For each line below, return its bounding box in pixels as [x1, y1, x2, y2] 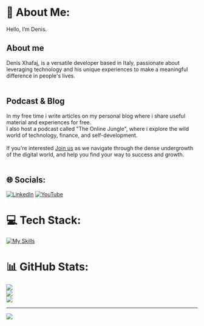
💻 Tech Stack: [6, 213, 81, 227]
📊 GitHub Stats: [6, 260, 89, 273]
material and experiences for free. [6, 118, 92, 126]
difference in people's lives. [6, 72, 76, 79]
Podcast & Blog [6, 96, 65, 107]
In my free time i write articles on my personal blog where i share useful [6, 112, 186, 119]
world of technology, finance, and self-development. [6, 131, 138, 139]
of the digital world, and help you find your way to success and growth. [6, 151, 185, 158]
